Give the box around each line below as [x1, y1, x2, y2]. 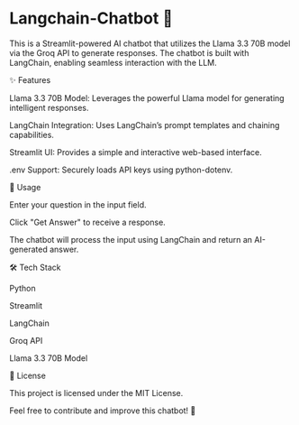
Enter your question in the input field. [9, 199, 147, 210]
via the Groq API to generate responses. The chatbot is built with [9, 47, 249, 58]
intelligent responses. [9, 102, 89, 113]
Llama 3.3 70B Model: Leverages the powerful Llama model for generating [9, 92, 285, 103]
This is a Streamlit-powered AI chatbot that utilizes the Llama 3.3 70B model [9, 38, 291, 49]
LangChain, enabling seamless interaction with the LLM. [9, 57, 218, 68]
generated [9, 244, 48, 254]
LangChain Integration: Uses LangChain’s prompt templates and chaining [9, 119, 280, 130]
